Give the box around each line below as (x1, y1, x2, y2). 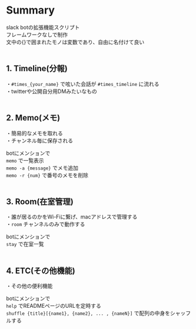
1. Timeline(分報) (6, 64, 68, 74)
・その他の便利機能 (6, 283, 53, 290)
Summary (6, 4, 55, 17)
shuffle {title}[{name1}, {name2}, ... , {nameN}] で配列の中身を (6, 310, 171, 317)
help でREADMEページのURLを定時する (6, 303, 101, 310)
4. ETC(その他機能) (6, 265, 75, 275)
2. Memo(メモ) (6, 113, 61, 123)
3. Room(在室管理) (6, 197, 74, 207)
